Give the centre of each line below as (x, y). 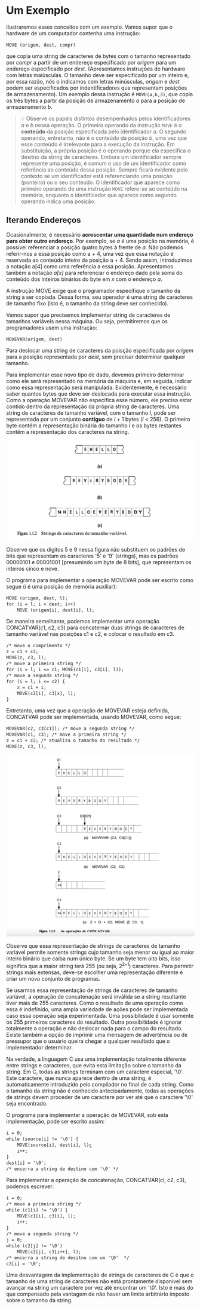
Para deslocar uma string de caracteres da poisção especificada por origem (100, 350)
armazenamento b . (29, 107)
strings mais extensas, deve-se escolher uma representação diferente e (95, 972)
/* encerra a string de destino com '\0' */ (62, 1169)
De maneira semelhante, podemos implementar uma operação (83, 621)
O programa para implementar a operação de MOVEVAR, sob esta (87, 1115)
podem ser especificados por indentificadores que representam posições (97, 88)
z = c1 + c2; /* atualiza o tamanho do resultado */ (73, 740)
